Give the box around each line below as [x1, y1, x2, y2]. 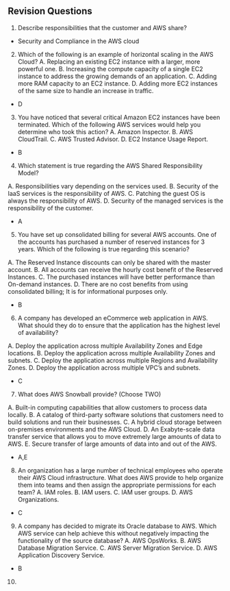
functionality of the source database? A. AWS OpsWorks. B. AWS [17, 536, 201, 544]
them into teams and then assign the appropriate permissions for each [17, 481, 216, 489]
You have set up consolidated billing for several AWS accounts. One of [17, 230, 217, 238]
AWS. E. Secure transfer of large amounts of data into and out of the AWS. [8, 440, 218, 448]
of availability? [17, 328, 59, 336]
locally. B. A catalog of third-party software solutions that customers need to [8, 410, 224, 418]
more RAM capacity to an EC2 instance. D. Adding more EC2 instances [17, 79, 218, 88]
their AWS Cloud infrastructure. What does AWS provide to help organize [17, 473, 224, 481]
